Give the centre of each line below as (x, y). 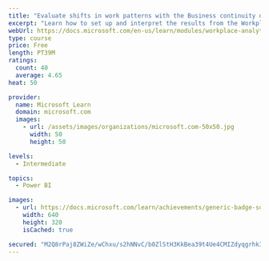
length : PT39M (32, 53)
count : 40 (32, 68)
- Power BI (34, 186)
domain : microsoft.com (53, 112)
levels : (21, 156)
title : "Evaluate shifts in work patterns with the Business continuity (132, 16)
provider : (25, 97)
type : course (30, 38)
